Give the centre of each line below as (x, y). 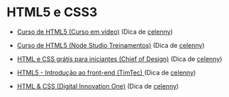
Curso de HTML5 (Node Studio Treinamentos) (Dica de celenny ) (111, 45)
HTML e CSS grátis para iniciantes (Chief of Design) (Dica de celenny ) (119, 59)
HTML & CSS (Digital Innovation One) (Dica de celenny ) (98, 86)
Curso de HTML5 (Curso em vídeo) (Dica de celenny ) (95, 32)
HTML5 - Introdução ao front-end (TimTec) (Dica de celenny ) (106, 72)
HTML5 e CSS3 (52, 12)
